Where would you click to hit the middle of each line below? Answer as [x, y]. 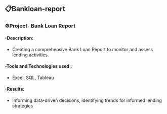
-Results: [15, 89]
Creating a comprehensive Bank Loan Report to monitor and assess [82, 49]
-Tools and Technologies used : [38, 66]
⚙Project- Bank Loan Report [40, 26]
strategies [23, 105]
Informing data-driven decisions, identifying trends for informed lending [87, 100]
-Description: [19, 38]
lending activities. [30, 55]
